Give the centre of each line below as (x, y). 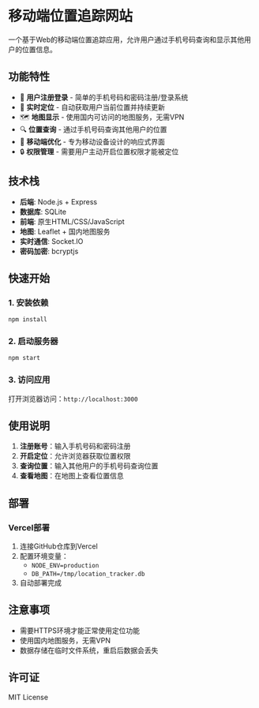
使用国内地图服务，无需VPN (65, 640)
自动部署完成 (40, 583)
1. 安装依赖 (28, 302)
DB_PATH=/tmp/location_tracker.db (88, 574)
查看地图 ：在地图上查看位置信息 (71, 476)
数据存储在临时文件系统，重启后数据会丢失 (89, 650)
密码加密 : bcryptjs (49, 251)
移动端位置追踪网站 (71, 16)
